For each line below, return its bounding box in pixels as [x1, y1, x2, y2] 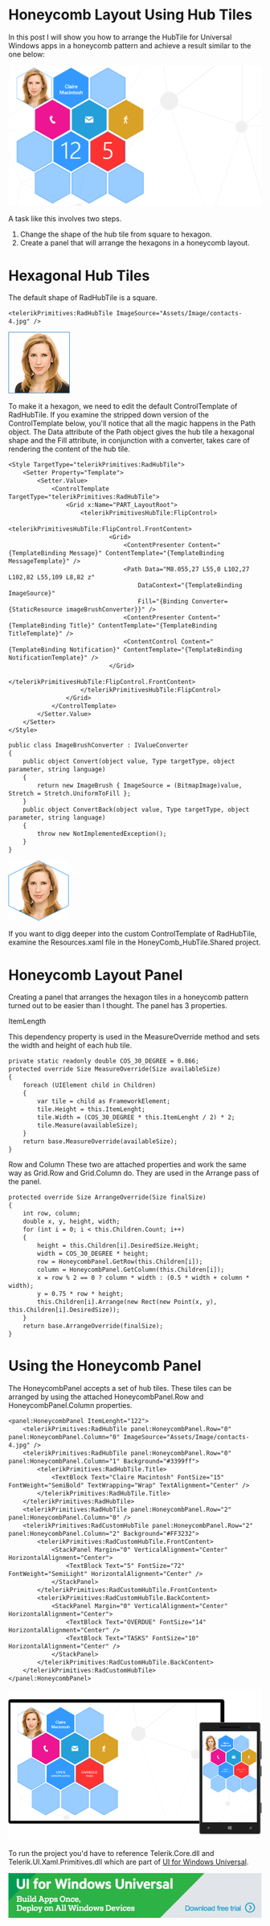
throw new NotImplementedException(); [37, 830, 167, 838]
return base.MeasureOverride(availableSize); [22, 1138, 178, 1146]
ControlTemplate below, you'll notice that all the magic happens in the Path [8, 418, 256, 428]
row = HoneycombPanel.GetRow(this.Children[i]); [37, 1257, 203, 1266]
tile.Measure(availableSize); [37, 1121, 138, 1130]
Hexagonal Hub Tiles [8, 266, 150, 285]
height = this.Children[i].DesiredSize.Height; [37, 1241, 199, 1250]
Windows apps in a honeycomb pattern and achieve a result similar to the [8, 40, 252, 50]
